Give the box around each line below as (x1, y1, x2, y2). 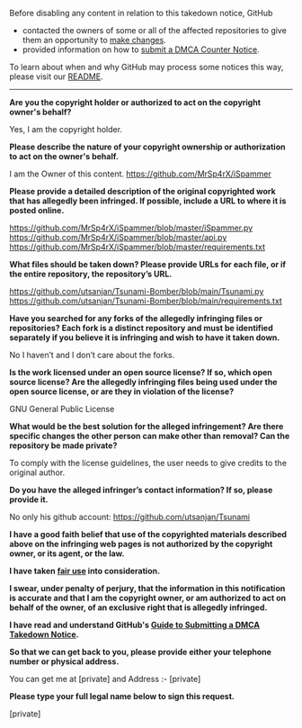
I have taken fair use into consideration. (9, 566, 160, 576)
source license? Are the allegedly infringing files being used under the (9, 377, 278, 387)
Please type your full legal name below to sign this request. (9, 691, 235, 701)
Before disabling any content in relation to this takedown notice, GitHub (9, 8, 273, 18)
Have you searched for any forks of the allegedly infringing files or (9, 313, 263, 323)
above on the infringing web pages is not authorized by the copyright (9, 539, 273, 549)
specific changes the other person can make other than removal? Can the (9, 431, 290, 441)
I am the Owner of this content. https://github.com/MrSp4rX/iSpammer (9, 168, 271, 179)
